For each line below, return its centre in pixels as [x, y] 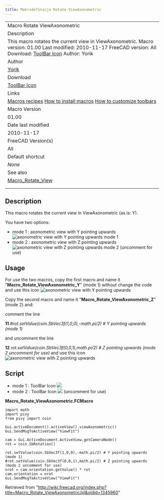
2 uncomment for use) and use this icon [45, 353]
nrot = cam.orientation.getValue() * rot [48, 470]
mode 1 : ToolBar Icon [34, 386]
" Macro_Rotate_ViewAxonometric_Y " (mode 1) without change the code [79, 285]
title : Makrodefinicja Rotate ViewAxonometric [53, 10]
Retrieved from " [21, 487]
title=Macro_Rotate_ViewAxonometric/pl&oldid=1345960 [62, 493]
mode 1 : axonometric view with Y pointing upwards [64, 232]
